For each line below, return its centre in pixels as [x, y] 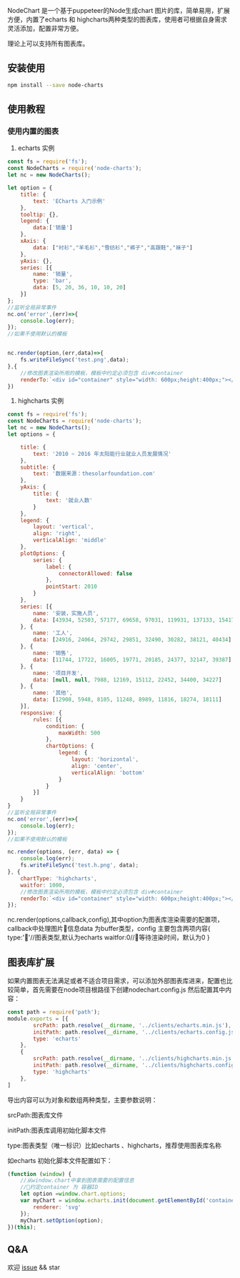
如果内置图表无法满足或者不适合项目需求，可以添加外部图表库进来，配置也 [117, 981]
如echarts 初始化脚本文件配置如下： [60, 1160]
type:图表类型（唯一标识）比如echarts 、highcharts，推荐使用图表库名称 [115, 1145]
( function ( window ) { [40, 1174]
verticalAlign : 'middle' [70, 540]
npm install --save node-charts [55, 85]
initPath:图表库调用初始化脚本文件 [57, 1130]
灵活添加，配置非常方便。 [45, 28]
